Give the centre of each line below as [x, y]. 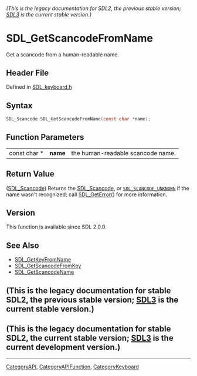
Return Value [30, 174]
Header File [28, 73]
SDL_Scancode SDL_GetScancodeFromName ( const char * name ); [78, 119]
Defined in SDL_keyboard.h [39, 87]
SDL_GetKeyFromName [43, 260]
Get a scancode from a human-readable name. [62, 54]
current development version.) [63, 348]
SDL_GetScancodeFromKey [48, 266]
